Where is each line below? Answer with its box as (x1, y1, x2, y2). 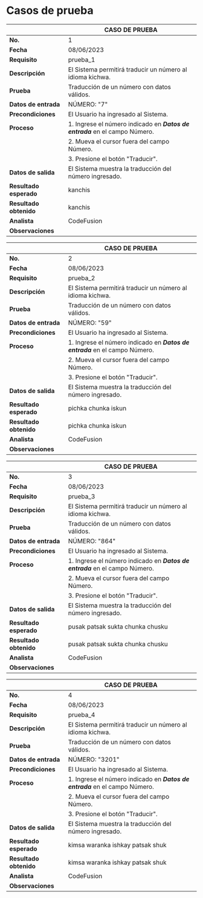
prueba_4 (68, 710, 95, 719)
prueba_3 (68, 492, 95, 500)
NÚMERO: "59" (68, 319, 112, 327)
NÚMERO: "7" (68, 100, 108, 108)
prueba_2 (68, 274, 95, 282)
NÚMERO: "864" (68, 536, 116, 545)
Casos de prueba (6, 4, 94, 18)
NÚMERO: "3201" (68, 755, 120, 764)
